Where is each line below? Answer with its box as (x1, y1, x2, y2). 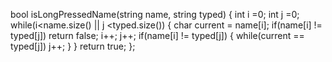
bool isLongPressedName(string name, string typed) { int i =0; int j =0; (10, 9, 300, 20)
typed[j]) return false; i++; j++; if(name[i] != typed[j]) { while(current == (10, 30, 305, 41)
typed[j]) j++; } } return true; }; (10, 40, 136, 52)
